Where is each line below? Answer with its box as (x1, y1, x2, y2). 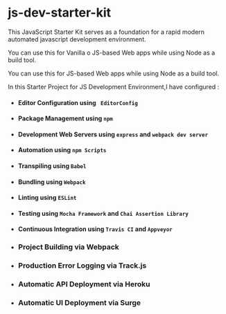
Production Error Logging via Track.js (17, 261, 147, 270)
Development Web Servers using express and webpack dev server (17, 130, 209, 138)
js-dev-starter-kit (8, 5, 112, 21)
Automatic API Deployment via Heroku (17, 279, 150, 289)
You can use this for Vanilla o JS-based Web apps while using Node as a (8, 48, 216, 57)
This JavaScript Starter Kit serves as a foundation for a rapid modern (8, 28, 205, 36)
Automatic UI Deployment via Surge (17, 297, 141, 307)
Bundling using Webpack (17, 178, 86, 186)
